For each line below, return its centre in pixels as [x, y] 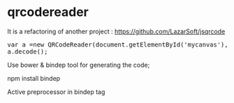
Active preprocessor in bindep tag [56, 92]
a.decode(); [28, 51]
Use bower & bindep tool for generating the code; [79, 65]
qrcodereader [48, 12]
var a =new [26, 45]
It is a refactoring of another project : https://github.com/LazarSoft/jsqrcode [116, 31]
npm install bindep [34, 78]
